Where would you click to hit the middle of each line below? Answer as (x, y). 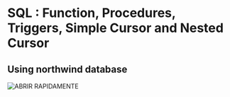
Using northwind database (67, 69)
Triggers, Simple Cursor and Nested (115, 28)
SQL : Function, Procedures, (92, 13)
